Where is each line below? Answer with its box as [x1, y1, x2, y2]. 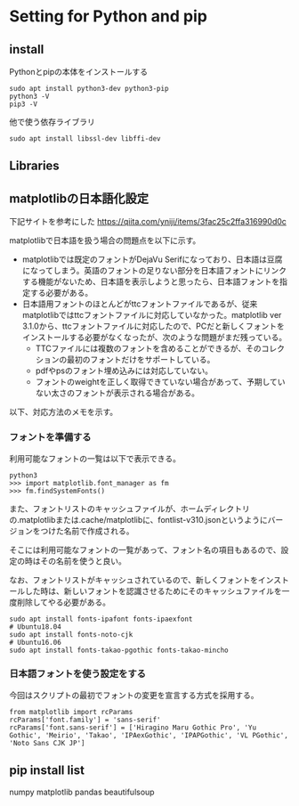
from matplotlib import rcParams [9, 707, 133, 716]
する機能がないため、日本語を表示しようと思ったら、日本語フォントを [21, 276, 280, 287]
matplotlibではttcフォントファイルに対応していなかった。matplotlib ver [21, 310, 282, 321]
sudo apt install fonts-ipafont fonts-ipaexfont [9, 615, 193, 623]
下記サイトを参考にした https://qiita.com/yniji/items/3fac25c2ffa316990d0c [9, 216, 287, 227]
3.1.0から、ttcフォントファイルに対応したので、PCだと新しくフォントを [21, 321, 285, 331]
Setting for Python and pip [9, 6, 207, 27]
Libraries [9, 159, 60, 174]
